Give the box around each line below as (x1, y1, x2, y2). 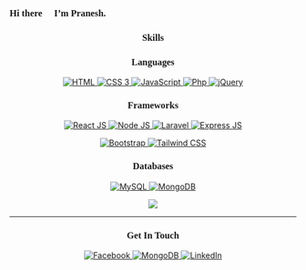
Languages (131, 55, 175, 68)
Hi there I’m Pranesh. (9, 7, 107, 19)
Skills (141, 31, 165, 44)
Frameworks (127, 99, 179, 112)
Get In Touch (127, 229, 179, 241)
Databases (132, 160, 174, 173)
